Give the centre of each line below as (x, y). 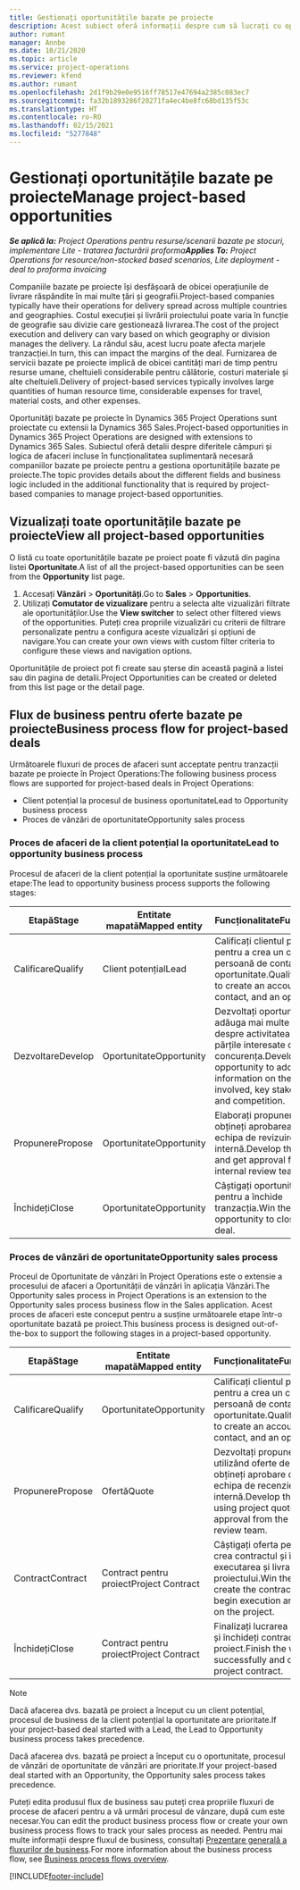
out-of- (265, 1324)
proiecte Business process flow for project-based (149, 729)
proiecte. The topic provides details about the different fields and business (145, 475)
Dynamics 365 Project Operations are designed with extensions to (131, 437)
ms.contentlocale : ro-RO (55, 117)
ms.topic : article (43, 59)
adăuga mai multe (252, 1022)
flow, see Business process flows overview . (89, 1859)
